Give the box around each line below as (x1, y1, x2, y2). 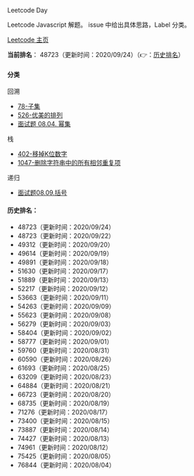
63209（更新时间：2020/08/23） (17, 373, 115, 382)
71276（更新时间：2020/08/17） (17, 408, 112, 417)
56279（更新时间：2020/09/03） (17, 320, 115, 329)
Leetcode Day (7, 6, 48, 14)
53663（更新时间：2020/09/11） (17, 293, 112, 302)
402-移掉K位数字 (17, 149, 68, 158)
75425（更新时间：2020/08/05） (17, 452, 115, 460)
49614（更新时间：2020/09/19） (17, 250, 113, 258)
